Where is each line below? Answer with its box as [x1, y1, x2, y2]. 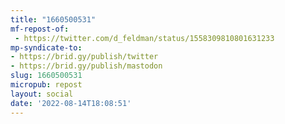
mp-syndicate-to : [10, 42, 83, 53]
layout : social [10, 89, 74, 99]
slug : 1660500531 [10, 71, 83, 81]
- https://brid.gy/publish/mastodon [10, 61, 163, 71]
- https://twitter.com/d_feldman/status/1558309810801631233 [14, 33, 275, 43]
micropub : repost [10, 80, 83, 90]
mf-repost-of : [10, 24, 70, 34]
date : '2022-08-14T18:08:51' [10, 98, 132, 108]
